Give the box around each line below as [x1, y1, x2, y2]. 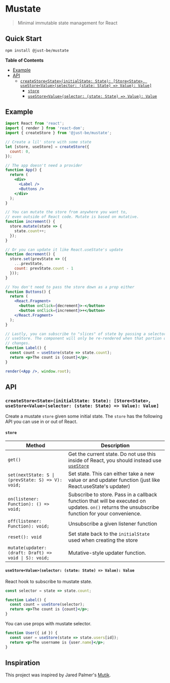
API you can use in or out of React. [5, 419, 77, 425]
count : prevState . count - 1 [14, 266, 73, 271]
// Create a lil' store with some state [5, 140, 92, 145]
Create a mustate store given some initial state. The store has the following [5, 413, 163, 420]
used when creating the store [68, 537, 138, 544]
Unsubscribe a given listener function [68, 520, 157, 527]
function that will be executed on [68, 498, 146, 505]
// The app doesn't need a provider [5, 163, 82, 168]
